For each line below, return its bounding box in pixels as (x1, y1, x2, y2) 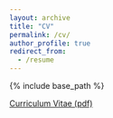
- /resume (17, 55, 54, 64)
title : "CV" (9, 22, 54, 31)
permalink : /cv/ (9, 30, 71, 39)
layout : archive (9, 13, 71, 23)
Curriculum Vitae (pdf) (9, 98, 93, 109)
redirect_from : (9, 47, 67, 56)
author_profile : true (9, 38, 91, 48)
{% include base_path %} (9, 81, 105, 91)
